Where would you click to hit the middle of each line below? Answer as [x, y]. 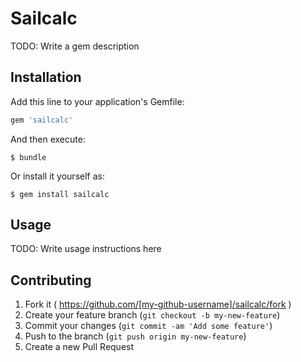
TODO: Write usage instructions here [86, 249]
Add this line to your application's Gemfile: [97, 101]
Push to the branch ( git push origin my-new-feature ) [135, 336]
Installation [46, 77]
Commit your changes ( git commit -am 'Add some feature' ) [148, 326]
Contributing [51, 280]
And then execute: [48, 139]
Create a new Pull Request [79, 347]
